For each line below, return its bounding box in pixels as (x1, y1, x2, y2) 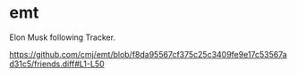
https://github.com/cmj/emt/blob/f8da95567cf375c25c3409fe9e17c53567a (9, 49, 288, 59)
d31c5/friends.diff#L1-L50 (9, 58, 105, 69)
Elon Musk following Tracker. (9, 32, 116, 42)
